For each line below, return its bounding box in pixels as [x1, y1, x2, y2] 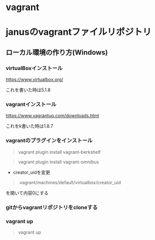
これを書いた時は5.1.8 [6, 87, 51, 93]
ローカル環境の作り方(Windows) [6, 48, 108, 57]
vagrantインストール [6, 100, 57, 108]
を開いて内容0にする [6, 190, 49, 196]
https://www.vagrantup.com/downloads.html [6, 113, 99, 119]
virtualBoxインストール [6, 64, 63, 72]
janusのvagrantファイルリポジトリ [6, 26, 151, 38]
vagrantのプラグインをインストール [6, 137, 93, 144]
